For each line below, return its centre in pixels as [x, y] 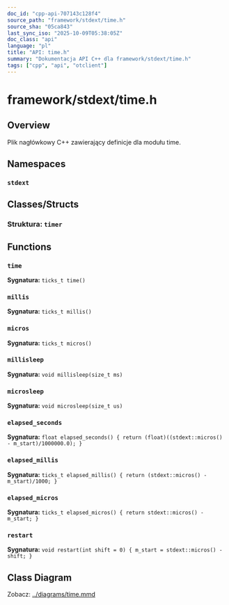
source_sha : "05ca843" [40, 26]
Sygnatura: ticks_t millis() [49, 312]
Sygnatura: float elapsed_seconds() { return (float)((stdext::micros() [115, 437]
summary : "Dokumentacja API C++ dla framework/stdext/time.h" [99, 59]
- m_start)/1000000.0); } [45, 444]
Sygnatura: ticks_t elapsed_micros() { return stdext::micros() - [105, 513]
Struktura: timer [35, 225]
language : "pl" [29, 46]
